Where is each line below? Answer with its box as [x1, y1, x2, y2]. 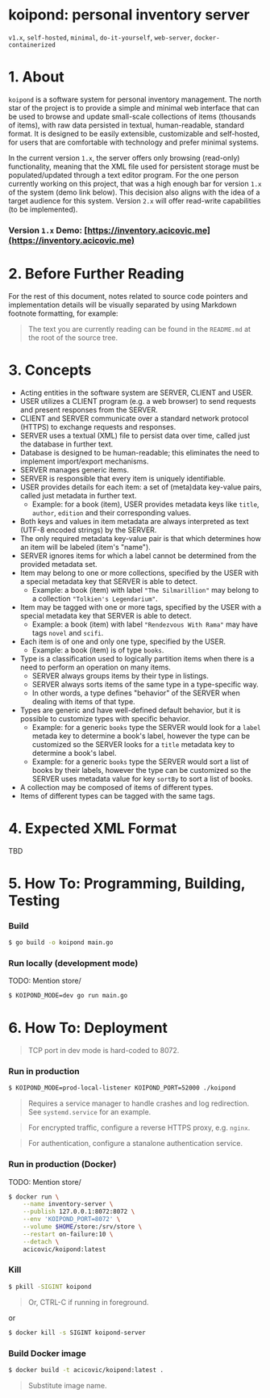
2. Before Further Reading [8, 264, 185, 283]
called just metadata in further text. [19, 490, 137, 500]
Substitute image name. [27, 1380, 107, 1390]
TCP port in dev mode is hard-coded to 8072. [27, 1046, 180, 1056]
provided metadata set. [19, 559, 98, 569]
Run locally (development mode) [8, 957, 139, 968]
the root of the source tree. [27, 333, 118, 342]
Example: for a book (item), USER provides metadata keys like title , [31, 499, 260, 509]
